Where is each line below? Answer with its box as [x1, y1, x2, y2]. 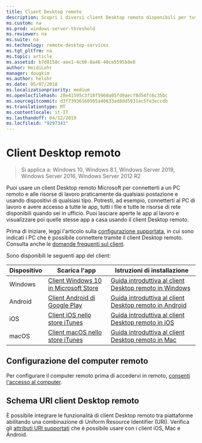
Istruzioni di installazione [115, 267, 189, 275]
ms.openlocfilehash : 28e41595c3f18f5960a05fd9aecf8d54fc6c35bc [6, 92, 168, 98]
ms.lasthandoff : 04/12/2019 [6, 115, 77, 121]
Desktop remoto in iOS [111, 319, 174, 327]
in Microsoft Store [47, 284, 99, 292]
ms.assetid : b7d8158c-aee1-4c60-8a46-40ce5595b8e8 [6, 59, 136, 65]
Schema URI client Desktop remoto [6, 396, 139, 406]
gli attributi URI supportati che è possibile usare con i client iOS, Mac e [6, 424, 181, 432]
